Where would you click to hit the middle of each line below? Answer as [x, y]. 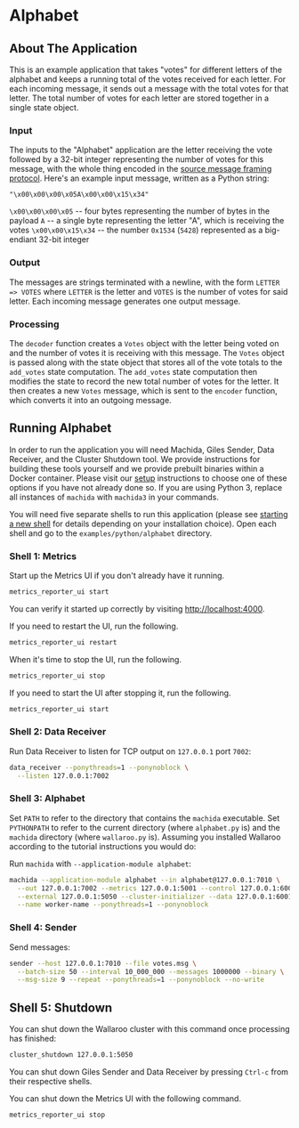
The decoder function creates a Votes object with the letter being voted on [144, 343]
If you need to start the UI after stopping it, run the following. [120, 693]
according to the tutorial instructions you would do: [103, 846]
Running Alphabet [61, 428]
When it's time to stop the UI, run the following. [96, 659]
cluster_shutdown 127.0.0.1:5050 [71, 1055]
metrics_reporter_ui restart [63, 642]
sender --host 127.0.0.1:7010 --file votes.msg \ [103, 963]
